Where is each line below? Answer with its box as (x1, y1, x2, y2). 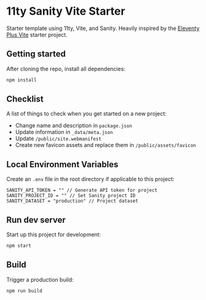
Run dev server (6, 214, 66, 225)
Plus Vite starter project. (6, 31, 67, 38)
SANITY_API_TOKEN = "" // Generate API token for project (6, 187, 158, 193)
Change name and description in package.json (15, 122, 132, 129)
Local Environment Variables (6, 159, 118, 170)
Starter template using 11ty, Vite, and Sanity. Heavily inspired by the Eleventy (6, 24, 200, 32)
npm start (6, 243, 32, 249)
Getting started (6, 49, 66, 59)
